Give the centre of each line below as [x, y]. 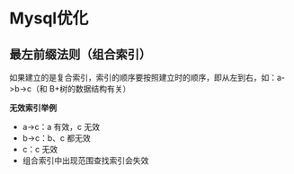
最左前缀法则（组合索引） [80, 54]
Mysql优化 [49, 18]
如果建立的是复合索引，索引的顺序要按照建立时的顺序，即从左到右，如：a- [147, 78]
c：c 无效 [40, 149]
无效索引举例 [33, 108]
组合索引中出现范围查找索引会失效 [85, 161]
